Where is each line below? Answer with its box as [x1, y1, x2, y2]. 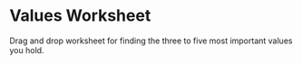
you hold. [9, 44, 44, 55]
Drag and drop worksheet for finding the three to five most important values [9, 35, 293, 46]
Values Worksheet [9, 5, 151, 26]
